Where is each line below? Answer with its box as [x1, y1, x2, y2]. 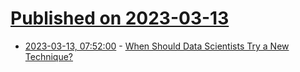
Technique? [24, 50, 74, 62]
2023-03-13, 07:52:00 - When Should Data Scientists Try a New [24, 40, 290, 52]
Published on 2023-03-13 [10, 7, 230, 30]
